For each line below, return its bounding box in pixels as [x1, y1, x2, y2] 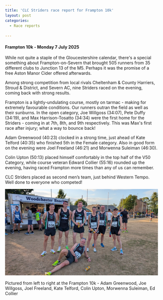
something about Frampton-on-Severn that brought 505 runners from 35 [5, 60, 150, 66]
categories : [5, 18, 29, 23]
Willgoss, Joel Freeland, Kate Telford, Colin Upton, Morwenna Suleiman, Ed [5, 285, 155, 291]
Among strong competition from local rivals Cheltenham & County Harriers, [5, 80, 155, 86]
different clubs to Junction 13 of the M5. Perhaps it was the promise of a [5, 65, 149, 71]
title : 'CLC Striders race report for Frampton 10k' [5, 8, 114, 13]
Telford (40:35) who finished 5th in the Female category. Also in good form [5, 140, 155, 146]
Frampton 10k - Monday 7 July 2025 [5, 44, 80, 50]
